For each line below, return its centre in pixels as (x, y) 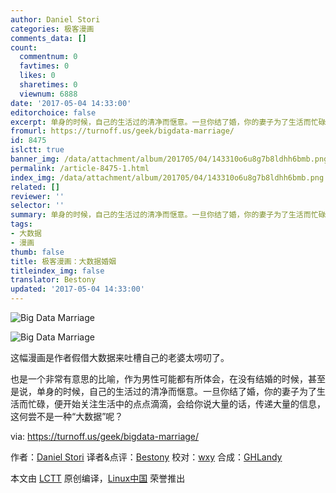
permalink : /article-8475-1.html (80, 168)
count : (24, 47)
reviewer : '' (37, 196)
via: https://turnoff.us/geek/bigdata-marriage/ (105, 436)
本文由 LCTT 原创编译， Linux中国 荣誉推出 (98, 478)
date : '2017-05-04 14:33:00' (71, 103)
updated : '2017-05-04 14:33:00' (77, 289)
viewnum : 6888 (48, 94)
